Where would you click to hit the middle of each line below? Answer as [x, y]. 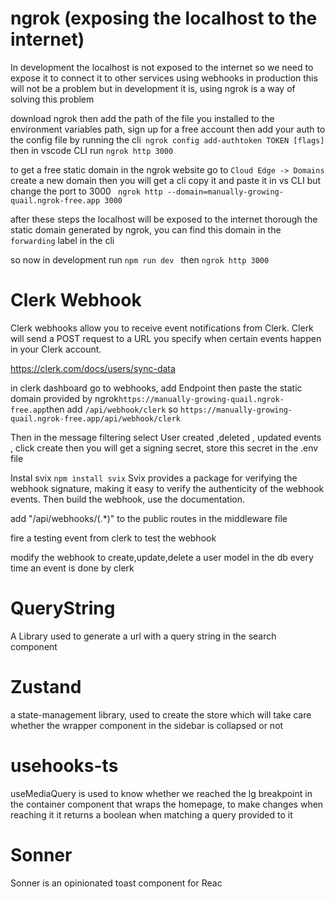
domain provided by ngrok [65, 398]
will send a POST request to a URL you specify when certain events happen [166, 338]
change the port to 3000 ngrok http [86, 191]
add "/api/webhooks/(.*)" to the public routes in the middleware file [149, 518]
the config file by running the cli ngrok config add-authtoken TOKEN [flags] [167, 139]
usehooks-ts [64, 765]
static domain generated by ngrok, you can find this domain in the [146, 229]
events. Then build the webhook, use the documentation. [128, 499]
